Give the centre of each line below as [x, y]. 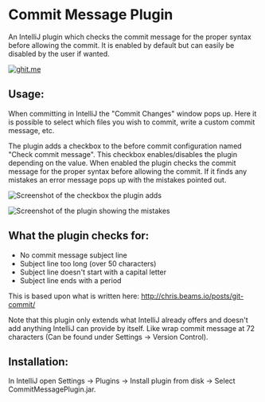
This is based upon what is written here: [74, 296]
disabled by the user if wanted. [59, 53]
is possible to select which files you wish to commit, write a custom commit [132, 122]
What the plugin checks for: [79, 236]
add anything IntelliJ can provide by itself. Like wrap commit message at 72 [132, 328]
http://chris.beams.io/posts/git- [192, 296]
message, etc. [31, 130]
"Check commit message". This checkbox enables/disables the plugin [123, 154]
